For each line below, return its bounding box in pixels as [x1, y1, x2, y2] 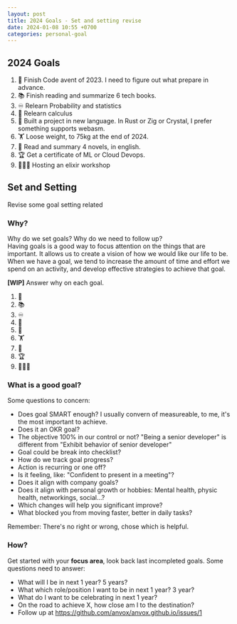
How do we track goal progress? [17, 456, 114, 464]
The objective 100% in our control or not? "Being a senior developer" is [17, 433, 226, 441]
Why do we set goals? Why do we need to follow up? [7, 235, 163, 243]
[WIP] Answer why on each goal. [7, 279, 105, 287]
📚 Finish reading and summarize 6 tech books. [17, 91, 157, 100]
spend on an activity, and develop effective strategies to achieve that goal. [7, 265, 226, 273]
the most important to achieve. [17, 418, 108, 426]
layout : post [7, 10, 46, 18]
